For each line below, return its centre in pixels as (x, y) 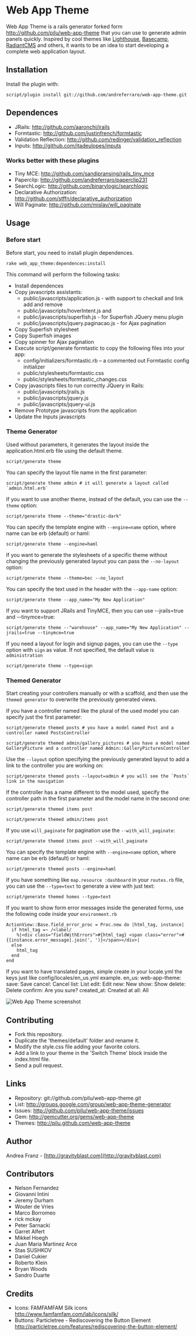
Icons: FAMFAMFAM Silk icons (51, 1308)
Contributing (30, 1020)
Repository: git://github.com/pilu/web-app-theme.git (78, 1098)
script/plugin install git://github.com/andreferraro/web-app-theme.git (97, 94)
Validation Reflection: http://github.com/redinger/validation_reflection (98, 139)
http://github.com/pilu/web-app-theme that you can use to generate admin (96, 32)
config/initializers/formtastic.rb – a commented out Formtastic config (106, 360)
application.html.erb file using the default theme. (65, 451)
